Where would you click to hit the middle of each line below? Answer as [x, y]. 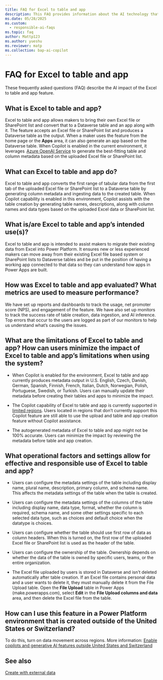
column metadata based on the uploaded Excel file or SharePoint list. [74, 156]
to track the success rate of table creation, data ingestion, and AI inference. [81, 315]
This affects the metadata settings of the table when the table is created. [85, 493]
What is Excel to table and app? [53, 108]
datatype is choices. [32, 523]
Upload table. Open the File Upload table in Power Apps [68, 588]
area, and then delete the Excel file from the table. [62, 598]
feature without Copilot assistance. [47, 421]
